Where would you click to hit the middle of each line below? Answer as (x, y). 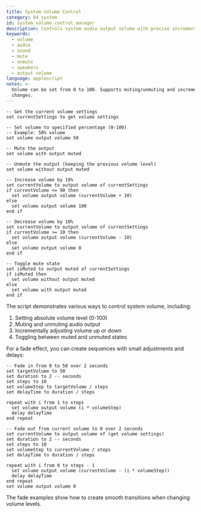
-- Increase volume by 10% (40, 180)
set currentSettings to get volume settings (63, 117)
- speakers (25, 67)
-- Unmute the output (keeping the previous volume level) (81, 164)
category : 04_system (32, 17)
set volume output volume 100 (49, 206)
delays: (15, 355)
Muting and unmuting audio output (57, 324)
